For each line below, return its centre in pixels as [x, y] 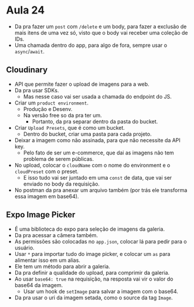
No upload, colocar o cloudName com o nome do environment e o [92, 165]
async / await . [30, 51]
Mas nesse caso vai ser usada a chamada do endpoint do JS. [97, 96]
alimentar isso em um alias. [47, 260]
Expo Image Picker [41, 215]
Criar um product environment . [52, 103]
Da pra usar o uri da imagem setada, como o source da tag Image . [93, 298]
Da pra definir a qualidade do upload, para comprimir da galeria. [92, 272]
